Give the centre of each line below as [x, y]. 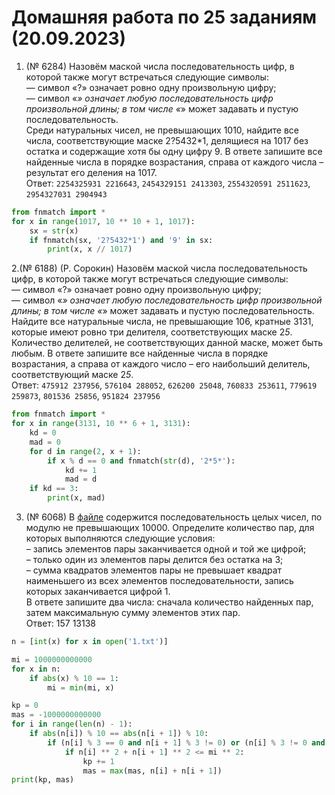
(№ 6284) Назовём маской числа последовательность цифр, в [160, 66]
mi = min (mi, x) [81, 687]
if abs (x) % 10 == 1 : [74, 678]
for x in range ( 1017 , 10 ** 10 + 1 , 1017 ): [103, 221]
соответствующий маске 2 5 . [72, 375]
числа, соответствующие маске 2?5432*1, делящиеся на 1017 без [167, 140]
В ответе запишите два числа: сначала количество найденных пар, [169, 602]
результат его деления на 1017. [91, 172]
